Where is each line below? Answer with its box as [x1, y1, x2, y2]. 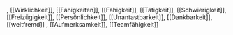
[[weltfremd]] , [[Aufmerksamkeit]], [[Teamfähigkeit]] [6, 21, 159, 28]
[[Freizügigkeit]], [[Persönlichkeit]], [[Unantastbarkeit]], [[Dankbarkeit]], [6, 13, 213, 21]
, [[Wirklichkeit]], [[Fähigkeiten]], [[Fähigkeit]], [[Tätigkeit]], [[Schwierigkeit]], [6, 6, 227, 14]
